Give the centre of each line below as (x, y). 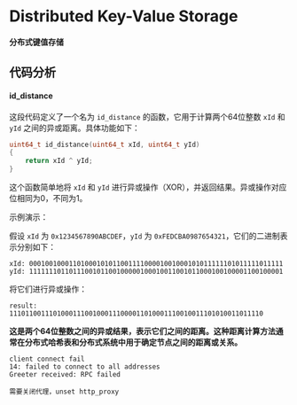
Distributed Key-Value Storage (124, 16)
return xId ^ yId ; (59, 161)
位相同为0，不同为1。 (48, 199)
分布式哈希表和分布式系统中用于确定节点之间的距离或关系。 (133, 342)
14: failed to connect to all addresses (85, 367)
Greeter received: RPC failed (65, 375)
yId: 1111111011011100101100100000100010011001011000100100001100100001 (146, 272)
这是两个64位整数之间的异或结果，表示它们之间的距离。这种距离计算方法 (143, 331)
